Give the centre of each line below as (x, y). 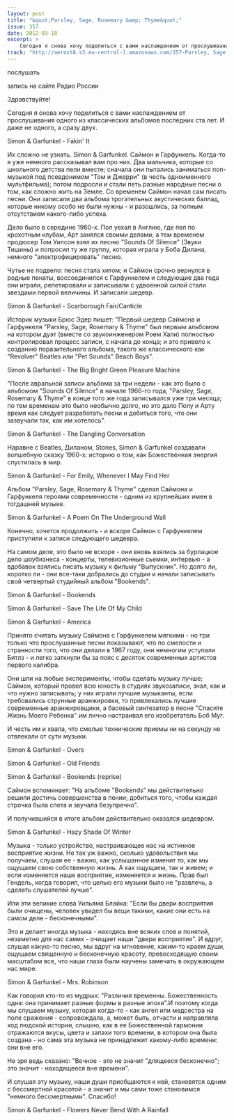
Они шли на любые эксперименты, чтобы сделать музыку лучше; (105, 678)
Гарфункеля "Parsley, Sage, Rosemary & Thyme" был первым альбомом (113, 326)
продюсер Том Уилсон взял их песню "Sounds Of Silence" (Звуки (104, 242)
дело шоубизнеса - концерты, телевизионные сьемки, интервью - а (109, 559)
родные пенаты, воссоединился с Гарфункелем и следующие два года (113, 277)
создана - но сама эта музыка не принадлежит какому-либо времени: (112, 1040)
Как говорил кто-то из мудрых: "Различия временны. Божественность (112, 995)
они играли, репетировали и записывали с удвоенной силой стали (107, 285)
